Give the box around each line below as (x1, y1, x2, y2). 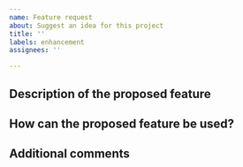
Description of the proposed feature (9, 86, 212, 102)
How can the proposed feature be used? (9, 116, 235, 131)
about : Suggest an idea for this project (9, 21, 164, 30)
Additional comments (9, 147, 130, 162)
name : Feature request (9, 12, 93, 22)
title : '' (9, 29, 46, 38)
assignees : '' (9, 46, 62, 55)
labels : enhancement (9, 37, 86, 47)
